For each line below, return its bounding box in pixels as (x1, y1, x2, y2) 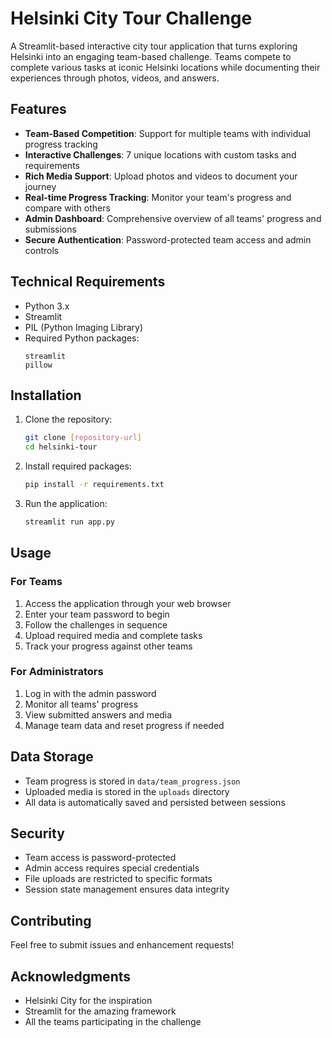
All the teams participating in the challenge (24, 1016, 202, 1028)
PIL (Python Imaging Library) (24, 321, 144, 333)
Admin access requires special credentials (24, 862, 200, 874)
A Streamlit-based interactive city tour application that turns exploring (10, 40, 298, 52)
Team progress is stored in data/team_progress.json (24, 775, 241, 787)
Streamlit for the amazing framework (24, 1005, 177, 1017)
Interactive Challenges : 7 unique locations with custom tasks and (24, 148, 297, 161)
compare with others (24, 202, 111, 214)
